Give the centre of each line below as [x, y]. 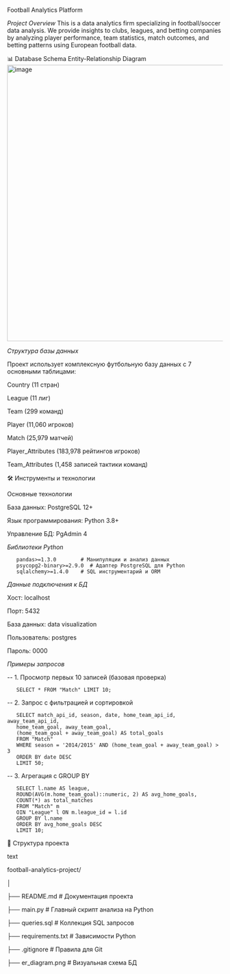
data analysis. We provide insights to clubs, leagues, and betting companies [114, 31]
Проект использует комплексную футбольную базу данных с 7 [99, 364]
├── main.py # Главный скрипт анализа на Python [80, 910]
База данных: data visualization [52, 624]
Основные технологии [40, 494]
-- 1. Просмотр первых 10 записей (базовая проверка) [87, 677]
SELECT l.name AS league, [53, 788]
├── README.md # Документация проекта [70, 896]
